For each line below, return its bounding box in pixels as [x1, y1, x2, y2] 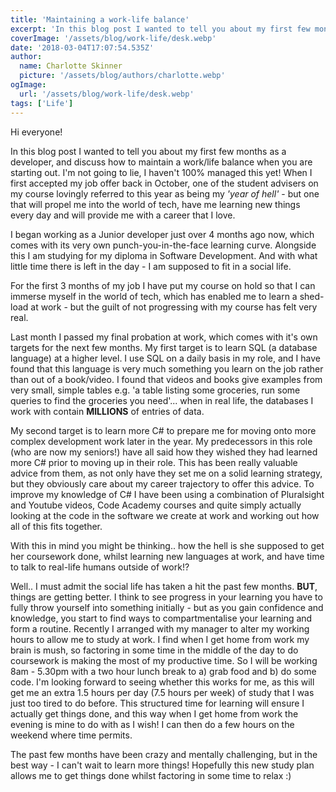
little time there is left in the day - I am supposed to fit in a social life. [10, 260, 292, 272]
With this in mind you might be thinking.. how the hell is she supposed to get [10, 539, 325, 551]
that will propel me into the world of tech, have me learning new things [10, 198, 301, 210]
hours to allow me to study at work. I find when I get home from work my [10, 633, 310, 645]
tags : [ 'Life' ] [10, 98, 74, 108]
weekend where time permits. [10, 729, 133, 741]
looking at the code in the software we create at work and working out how [10, 509, 320, 521]
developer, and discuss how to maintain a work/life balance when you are [10, 156, 313, 168]
